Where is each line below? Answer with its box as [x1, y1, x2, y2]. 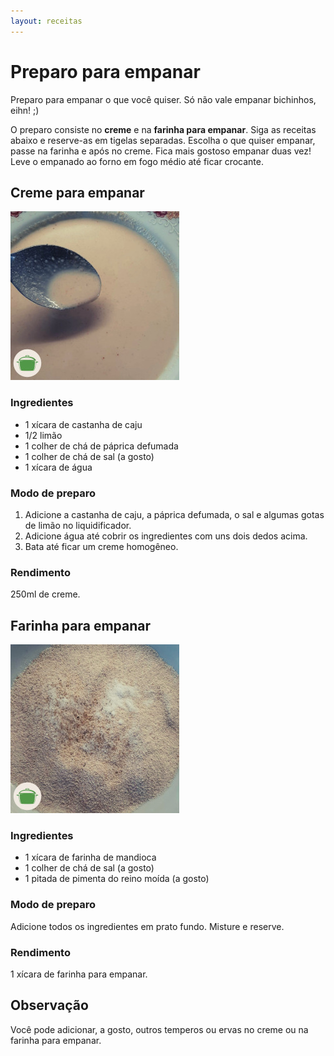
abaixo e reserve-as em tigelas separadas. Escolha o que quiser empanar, [10, 134, 316, 146]
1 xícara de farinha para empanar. [10, 968, 148, 980]
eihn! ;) [10, 104, 40, 116]
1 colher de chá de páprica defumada [24, 440, 179, 452]
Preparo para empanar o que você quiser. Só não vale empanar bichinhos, [10, 93, 317, 105]
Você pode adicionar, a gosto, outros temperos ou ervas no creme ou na [10, 1023, 309, 1035]
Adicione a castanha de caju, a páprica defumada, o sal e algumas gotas [24, 508, 325, 520]
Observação [10, 997, 89, 1014]
